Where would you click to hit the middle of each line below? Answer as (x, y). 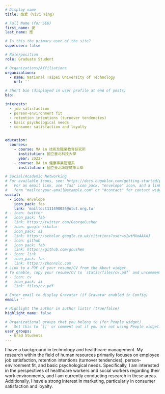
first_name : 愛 (20, 28)
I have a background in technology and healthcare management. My (74, 350)
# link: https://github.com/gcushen (45, 250)
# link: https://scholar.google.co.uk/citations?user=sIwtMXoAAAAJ (78, 236)
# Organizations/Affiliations (36, 68)
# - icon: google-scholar (31, 227)
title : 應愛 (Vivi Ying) (30, 14)
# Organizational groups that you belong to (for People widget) (73, 322)
